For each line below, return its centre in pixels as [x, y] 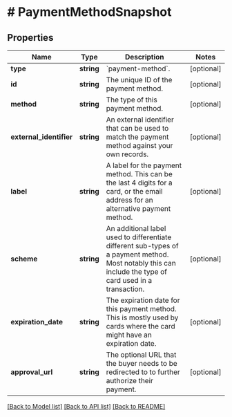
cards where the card [141, 326]
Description [144, 57]
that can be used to [137, 128]
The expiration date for [143, 300]
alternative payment [138, 208]
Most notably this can [141, 263]
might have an [129, 335]
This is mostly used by [142, 317]
